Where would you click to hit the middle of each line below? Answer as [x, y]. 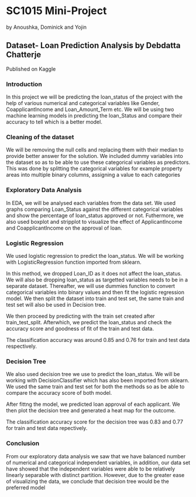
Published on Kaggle [31, 69]
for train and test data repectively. [47, 428]
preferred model [26, 487]
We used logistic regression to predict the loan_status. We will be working [95, 256]
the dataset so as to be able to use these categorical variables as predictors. [98, 162]
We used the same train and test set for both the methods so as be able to [95, 387]
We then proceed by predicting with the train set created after [80, 316]
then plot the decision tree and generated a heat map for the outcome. [91, 411]
